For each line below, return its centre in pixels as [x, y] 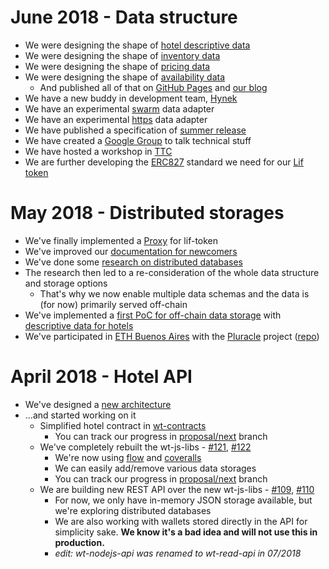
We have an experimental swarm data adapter [119, 108]
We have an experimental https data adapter [116, 119]
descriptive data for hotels [79, 325]
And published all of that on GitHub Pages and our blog [153, 87]
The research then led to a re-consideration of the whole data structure [172, 272]
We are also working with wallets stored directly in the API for [181, 521]
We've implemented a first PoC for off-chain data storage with [153, 315]
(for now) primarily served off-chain [113, 304]
